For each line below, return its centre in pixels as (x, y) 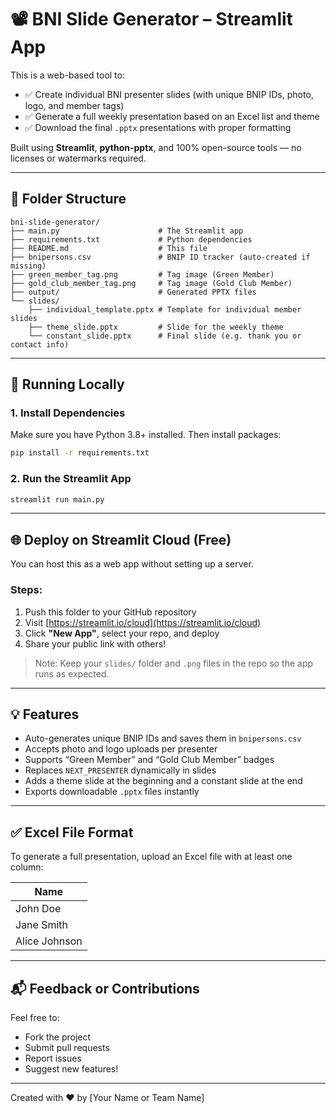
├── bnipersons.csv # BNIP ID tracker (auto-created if (160, 257)
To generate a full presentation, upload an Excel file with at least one (151, 857)
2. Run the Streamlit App (71, 479)
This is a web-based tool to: (67, 75)
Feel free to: (35, 1018)
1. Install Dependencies (68, 413)
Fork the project (58, 1037)
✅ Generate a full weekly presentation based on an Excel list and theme (172, 116)
